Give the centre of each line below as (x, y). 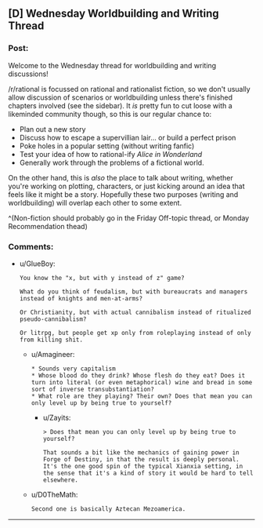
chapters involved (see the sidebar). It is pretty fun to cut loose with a (120, 105)
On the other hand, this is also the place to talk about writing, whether (121, 177)
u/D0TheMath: (54, 494)
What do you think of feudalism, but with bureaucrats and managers (133, 291)
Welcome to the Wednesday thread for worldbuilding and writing (112, 65)
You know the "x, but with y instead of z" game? (102, 278)
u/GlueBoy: (38, 264)
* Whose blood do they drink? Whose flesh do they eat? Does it (138, 375)
